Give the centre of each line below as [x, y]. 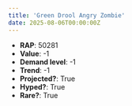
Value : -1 [34, 53]
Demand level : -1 [48, 62]
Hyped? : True [42, 86]
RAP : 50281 [39, 45]
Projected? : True [47, 79]
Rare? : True [39, 95]
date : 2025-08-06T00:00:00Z [55, 23]
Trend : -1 [34, 70]
